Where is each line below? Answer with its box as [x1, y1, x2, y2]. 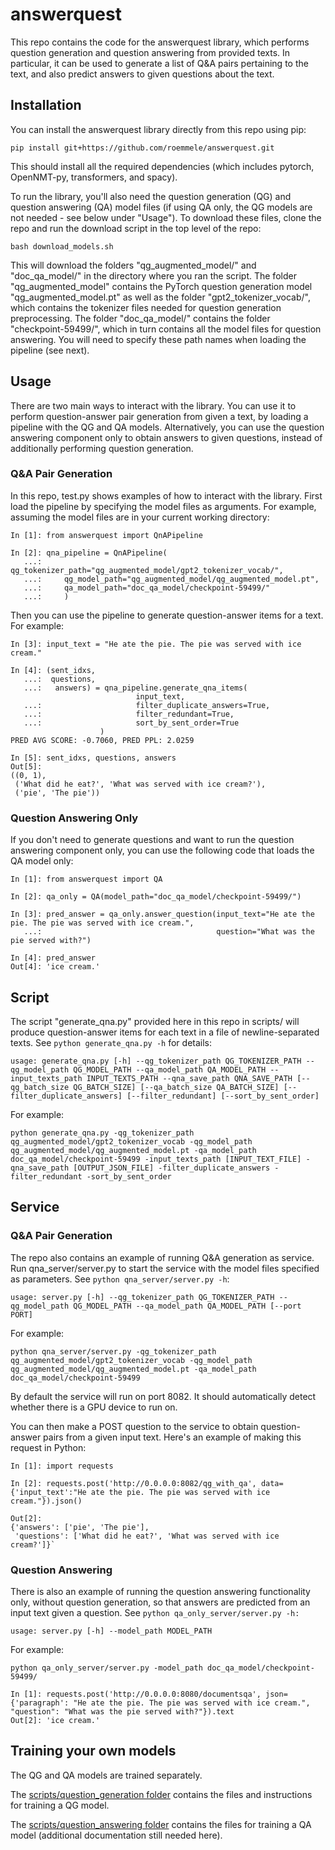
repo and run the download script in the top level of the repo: [10, 222, 262, 234]
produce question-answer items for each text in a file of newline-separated [10, 1026, 320, 1038]
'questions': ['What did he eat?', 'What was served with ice [14, 1531, 280, 1541]
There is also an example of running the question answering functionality [10, 1585, 311, 1597]
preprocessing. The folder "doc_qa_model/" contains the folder [10, 312, 271, 324]
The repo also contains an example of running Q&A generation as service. [10, 1251, 315, 1263]
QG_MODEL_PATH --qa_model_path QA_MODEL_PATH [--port [73, 1301, 302, 1311]
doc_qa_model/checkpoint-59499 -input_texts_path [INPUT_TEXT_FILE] [10, 1154, 302, 1164]
